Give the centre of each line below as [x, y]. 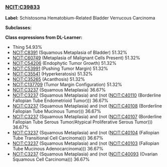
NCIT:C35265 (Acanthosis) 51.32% [49, 79]
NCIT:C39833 [23, 7]
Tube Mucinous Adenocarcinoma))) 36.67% [58, 149]
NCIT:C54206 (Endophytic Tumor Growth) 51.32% [64, 63]
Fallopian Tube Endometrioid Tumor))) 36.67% [60, 101]
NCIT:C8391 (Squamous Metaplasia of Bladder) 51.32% [70, 53]
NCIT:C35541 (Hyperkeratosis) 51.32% [53, 74]
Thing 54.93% [27, 47]
